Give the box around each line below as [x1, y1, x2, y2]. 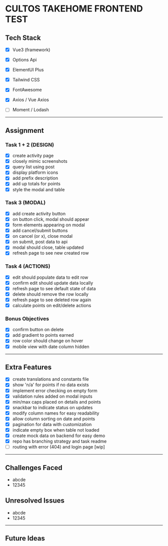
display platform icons [12, 169, 58, 175]
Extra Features [5, 363, 52, 371]
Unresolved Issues [5, 497, 65, 505]
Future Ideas [5, 534, 45, 543]
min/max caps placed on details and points [12, 399, 101, 405]
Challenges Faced [5, 463, 62, 472]
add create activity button [12, 210, 66, 216]
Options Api [12, 57, 37, 63]
